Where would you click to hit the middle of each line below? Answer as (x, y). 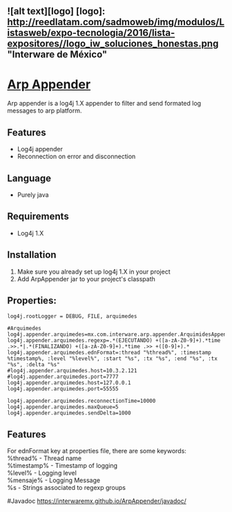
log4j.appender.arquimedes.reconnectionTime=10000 (81, 401)
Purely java (33, 195)
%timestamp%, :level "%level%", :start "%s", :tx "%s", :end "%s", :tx (112, 359)
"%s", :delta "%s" (33, 365)
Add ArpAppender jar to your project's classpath (86, 278)
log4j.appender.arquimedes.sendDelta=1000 (69, 413)
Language (29, 178)
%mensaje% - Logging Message (54, 480)
